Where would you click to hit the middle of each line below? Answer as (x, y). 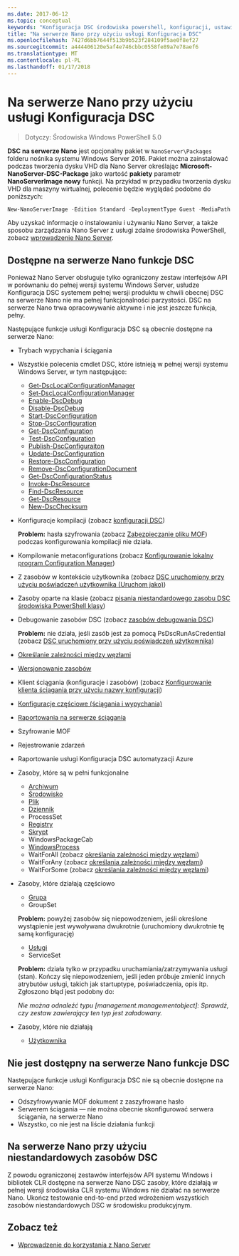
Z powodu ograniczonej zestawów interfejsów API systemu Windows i (110, 1175)
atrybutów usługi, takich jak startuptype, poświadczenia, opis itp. (113, 984)
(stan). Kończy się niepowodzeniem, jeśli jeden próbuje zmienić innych (121, 977)
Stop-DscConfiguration (63, 424)
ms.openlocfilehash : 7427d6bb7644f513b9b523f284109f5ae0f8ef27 (103, 41)
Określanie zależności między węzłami (74, 655)
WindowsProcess (54, 847)
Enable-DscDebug (55, 401)
